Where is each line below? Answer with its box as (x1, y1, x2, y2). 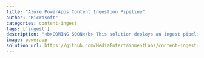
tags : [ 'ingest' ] (6, 25, 50, 32)
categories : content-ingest (6, 20, 78, 26)
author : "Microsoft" (6, 14, 59, 21)
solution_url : (6, 43, 42, 49)
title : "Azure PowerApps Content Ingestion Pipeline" (6, 8, 146, 15)
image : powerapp (6, 37, 47, 43)
